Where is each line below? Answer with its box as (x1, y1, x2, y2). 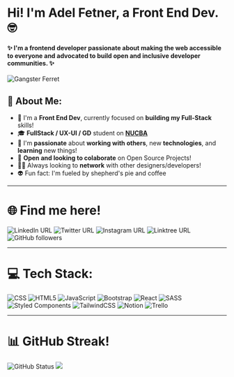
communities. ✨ (7, 59, 54, 67)
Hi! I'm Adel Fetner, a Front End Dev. (7, 5, 219, 21)
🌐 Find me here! (7, 202, 101, 219)
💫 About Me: (7, 95, 63, 107)
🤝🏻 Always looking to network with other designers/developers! (17, 161, 201, 170)
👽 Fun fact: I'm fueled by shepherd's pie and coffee (17, 169, 166, 177)
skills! (17, 121, 34, 130)
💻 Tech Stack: (7, 266, 93, 282)
